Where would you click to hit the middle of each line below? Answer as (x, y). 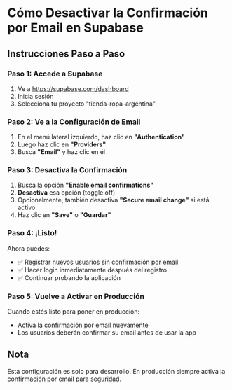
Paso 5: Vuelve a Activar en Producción (76, 296)
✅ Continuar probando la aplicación (69, 277)
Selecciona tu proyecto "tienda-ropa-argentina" (87, 104)
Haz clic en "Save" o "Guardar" (64, 215)
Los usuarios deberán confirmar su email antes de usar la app (107, 333)
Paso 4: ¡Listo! (32, 233)
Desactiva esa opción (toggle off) (66, 193)
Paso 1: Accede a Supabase (55, 74)
